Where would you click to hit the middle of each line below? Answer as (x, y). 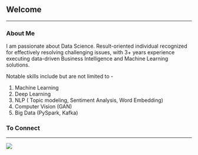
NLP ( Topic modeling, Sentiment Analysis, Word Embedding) (89, 100)
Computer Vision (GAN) (43, 107)
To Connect (23, 128)
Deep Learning (33, 94)
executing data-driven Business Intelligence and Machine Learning (87, 59)
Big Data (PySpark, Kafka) (46, 113)
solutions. (18, 65)
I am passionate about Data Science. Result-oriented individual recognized (97, 46)
